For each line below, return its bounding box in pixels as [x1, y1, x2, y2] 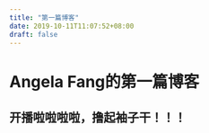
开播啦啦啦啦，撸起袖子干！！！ [9, 110, 187, 125]
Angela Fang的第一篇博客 [9, 71, 200, 92]
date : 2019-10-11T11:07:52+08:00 [9, 22, 135, 31]
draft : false [9, 30, 58, 39]
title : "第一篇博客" [9, 13, 79, 22]
